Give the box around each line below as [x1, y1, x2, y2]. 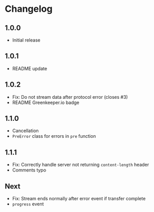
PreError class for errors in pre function [12, 133, 96, 139]
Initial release [12, 37, 40, 43]
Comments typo [12, 167, 47, 173]
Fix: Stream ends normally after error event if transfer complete [12, 196, 146, 202]
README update [12, 65, 47, 72]
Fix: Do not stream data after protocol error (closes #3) [12, 94, 128, 100]
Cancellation [12, 128, 39, 134]
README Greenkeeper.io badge [12, 99, 80, 105]
